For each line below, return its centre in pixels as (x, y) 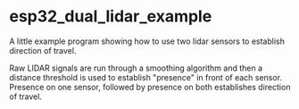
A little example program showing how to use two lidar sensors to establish (147, 41)
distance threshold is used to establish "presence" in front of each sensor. (146, 77)
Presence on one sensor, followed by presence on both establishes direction (150, 87)
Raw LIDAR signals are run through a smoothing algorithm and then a (136, 68)
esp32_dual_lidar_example (111, 17)
